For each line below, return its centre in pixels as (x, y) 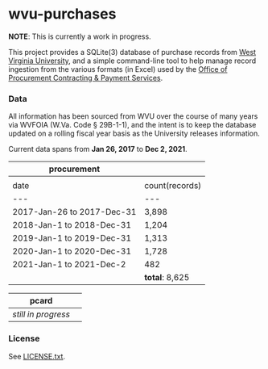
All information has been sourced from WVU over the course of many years (133, 116)
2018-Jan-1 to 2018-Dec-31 (72, 225)
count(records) (173, 186)
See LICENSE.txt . (37, 356)
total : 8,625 (167, 278)
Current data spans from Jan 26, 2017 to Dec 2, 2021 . (98, 149)
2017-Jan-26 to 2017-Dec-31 (74, 212)
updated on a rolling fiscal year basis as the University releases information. (134, 133)
